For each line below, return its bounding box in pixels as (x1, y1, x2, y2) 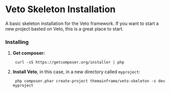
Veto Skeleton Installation (5, 4, 116, 15)
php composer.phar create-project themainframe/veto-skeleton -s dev (15, 79, 165, 84)
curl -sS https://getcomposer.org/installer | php (15, 60, 124, 65)
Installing (5, 38, 29, 45)
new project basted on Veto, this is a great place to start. (5, 25, 124, 32)
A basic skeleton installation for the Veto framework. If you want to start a (5, 20, 159, 26)
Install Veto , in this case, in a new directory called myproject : (12, 69, 141, 75)
